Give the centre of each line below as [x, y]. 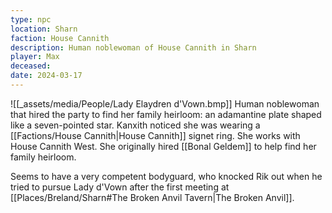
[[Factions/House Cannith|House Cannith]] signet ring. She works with [155, 135]
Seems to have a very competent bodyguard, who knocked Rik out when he [166, 176]
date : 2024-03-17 [46, 76]
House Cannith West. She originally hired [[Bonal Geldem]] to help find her [163, 146]
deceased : [31, 66]
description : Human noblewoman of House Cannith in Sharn [133, 47]
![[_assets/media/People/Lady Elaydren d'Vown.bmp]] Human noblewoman [165, 103]
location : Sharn [44, 29]
